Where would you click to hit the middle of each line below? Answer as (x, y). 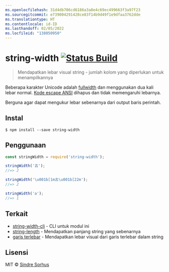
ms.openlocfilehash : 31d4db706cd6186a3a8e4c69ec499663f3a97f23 (73, 10)
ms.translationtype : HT (30, 19)
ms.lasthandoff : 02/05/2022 (35, 29)
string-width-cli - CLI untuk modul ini (51, 226)
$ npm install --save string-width (43, 130)
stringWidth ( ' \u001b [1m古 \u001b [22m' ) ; (47, 180)
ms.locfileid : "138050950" (33, 33)
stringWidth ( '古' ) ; (25, 166)
